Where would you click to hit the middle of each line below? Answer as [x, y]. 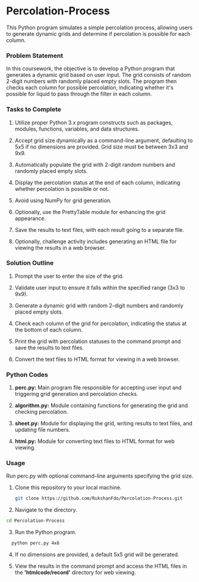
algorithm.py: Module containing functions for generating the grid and [101, 405]
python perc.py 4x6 [36, 543]
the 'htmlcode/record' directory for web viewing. [75, 572]
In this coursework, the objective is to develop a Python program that [91, 69]
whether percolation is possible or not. [62, 188]
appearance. [30, 218]
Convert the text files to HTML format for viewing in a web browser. [97, 359]
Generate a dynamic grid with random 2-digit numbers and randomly [99, 305]
